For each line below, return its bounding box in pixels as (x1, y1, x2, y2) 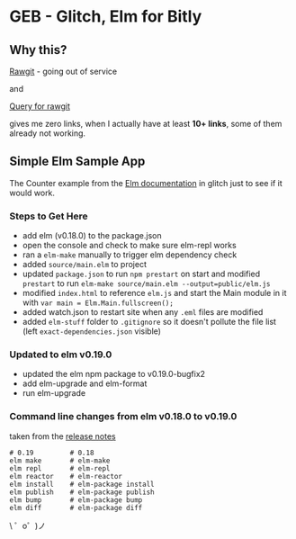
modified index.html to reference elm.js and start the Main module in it (22, 288, 287, 299)
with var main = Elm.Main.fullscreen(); (22, 297, 174, 308)
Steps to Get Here (9, 210, 88, 222)
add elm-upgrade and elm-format (22, 378, 148, 389)
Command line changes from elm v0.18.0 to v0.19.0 (9, 410, 238, 423)
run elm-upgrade (22, 388, 86, 399)
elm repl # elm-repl (9, 463, 111, 473)
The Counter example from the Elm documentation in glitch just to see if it (9, 177, 283, 188)
